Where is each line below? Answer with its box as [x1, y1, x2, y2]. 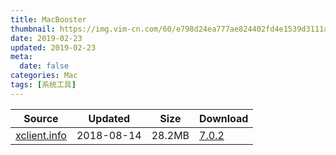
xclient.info [15, 128, 67, 142]
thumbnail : [10, 24, 56, 34]
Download [199, 111, 249, 125]
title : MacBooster [10, 14, 87, 25]
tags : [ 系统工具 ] [10, 80, 77, 90]
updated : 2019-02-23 [10, 42, 97, 53]
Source [23, 111, 59, 125]
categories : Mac [10, 71, 78, 81]
